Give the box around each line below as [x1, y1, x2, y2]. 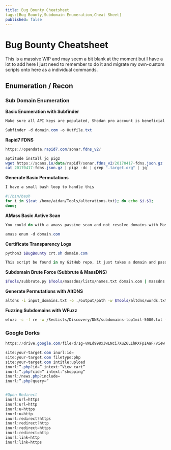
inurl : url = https [5, 397, 40, 402]
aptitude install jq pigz [5, 156, 60, 161]
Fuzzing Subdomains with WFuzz [5, 307, 77, 313]
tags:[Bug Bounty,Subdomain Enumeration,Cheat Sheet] [5, 12, 122, 17]
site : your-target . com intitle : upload [5, 360, 85, 365]
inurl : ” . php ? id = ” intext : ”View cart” [5, 364, 85, 369]
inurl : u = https [5, 407, 36, 412]
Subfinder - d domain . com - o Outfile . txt [5, 127, 93, 133]
